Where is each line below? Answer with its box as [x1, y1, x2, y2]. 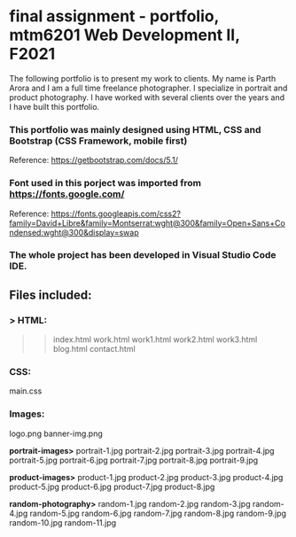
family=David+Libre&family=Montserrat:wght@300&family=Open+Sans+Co [9, 217, 285, 228]
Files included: [9, 287, 92, 302]
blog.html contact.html [52, 344, 136, 354]
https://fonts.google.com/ [9, 188, 125, 200]
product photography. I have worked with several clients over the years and [9, 91, 285, 103]
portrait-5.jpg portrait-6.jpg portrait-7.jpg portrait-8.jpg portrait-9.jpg [9, 455, 259, 465]
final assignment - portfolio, [9, 6, 220, 27]
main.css [9, 385, 43, 396]
